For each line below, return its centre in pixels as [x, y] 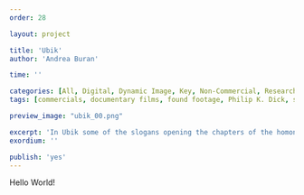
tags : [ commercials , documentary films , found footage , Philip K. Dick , [149, 100]
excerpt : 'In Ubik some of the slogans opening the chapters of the [141, 132]
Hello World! [33, 182]
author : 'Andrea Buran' [54, 59]
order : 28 [28, 18]
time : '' [26, 75]
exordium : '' [34, 141]
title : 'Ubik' [36, 51]
